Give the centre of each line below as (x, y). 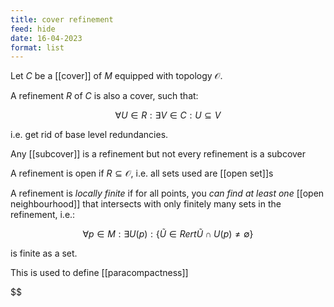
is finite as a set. (44, 253)
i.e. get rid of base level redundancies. (89, 135)
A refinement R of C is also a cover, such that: (104, 96)
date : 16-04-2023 (46, 38)
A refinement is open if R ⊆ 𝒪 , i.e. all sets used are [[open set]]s (142, 173)
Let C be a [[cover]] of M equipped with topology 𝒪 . (116, 76)
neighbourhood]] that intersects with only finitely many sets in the (146, 204)
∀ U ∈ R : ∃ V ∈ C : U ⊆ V (168, 115)
